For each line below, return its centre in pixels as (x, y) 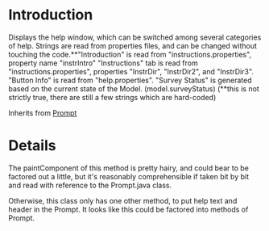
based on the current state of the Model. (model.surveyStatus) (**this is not (134, 88)
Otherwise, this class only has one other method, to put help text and (123, 200)
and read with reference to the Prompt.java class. (90, 185)
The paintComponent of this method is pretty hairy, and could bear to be (129, 168)
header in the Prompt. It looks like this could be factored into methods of (128, 209)
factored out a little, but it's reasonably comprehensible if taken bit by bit (129, 176)
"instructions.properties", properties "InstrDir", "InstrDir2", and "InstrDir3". (131, 71)
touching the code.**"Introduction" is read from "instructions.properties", (130, 54)
